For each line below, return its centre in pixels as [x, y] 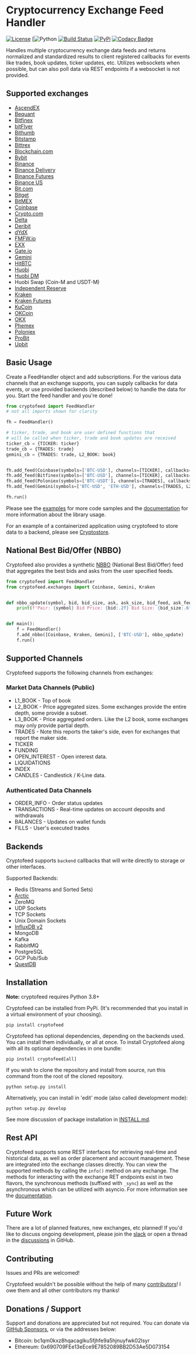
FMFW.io [25, 238]
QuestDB [25, 964]
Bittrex [22, 145]
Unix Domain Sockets [40, 920]
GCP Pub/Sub [31, 958]
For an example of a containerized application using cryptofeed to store [92, 525]
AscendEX [27, 107]
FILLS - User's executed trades [52, 828]
